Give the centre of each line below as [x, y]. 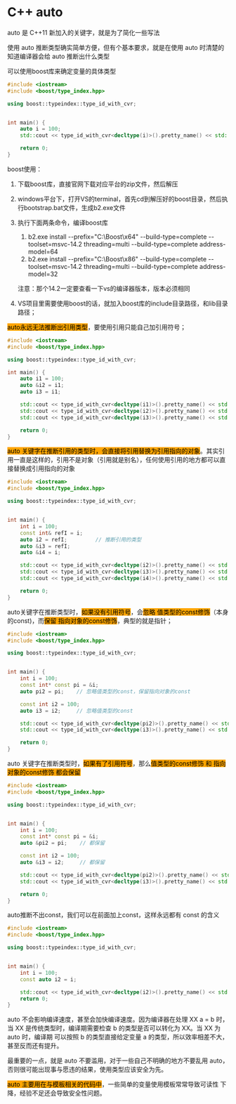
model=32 [43, 274]
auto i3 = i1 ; [40, 392]
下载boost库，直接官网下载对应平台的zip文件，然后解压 [98, 184]
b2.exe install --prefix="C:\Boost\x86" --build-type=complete [117, 259]
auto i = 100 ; [40, 129]
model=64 [43, 251]
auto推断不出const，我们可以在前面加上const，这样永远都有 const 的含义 [113, 915]
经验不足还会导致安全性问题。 [63, 1093]
